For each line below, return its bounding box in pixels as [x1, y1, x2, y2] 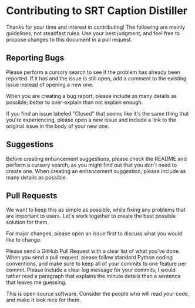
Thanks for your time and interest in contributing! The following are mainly [6, 23, 186, 31]
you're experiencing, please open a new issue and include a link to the [6, 116, 177, 123]
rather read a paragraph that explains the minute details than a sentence [6, 273, 181, 280]
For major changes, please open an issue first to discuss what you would [6, 230, 183, 237]
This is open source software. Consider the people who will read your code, [6, 290, 190, 297]
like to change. [6, 236, 42, 243]
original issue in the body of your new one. [6, 122, 110, 130]
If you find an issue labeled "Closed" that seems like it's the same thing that [6, 110, 189, 117]
